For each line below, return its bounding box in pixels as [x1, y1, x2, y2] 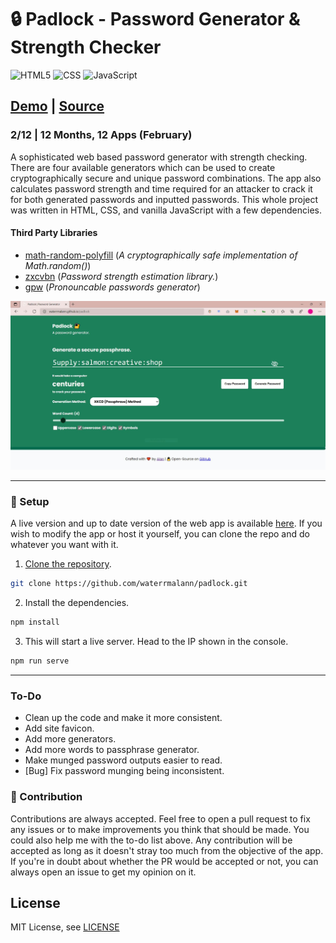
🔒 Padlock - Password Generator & [10, 8, 301, 31]
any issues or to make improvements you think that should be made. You [10, 823, 310, 835]
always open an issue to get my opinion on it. [10, 866, 197, 878]
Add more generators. [24, 733, 117, 745]
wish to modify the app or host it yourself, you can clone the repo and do [10, 528, 310, 540]
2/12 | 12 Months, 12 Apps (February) [10, 128, 193, 142]
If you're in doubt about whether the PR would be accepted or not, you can [10, 855, 319, 867]
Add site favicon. [24, 722, 95, 735]
